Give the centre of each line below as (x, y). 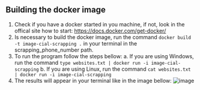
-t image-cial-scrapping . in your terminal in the (76, 43)
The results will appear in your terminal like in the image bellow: (93, 80)
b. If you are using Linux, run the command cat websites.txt (116, 69)
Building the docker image (56, 10)
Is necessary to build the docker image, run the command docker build (103, 37)
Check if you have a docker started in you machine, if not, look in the (99, 24)
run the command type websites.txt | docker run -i (81, 62)
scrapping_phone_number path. (54, 50)
